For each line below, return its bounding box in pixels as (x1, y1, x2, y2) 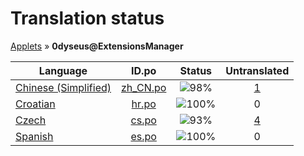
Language (38, 63, 88, 77)
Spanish (15, 129, 54, 143)
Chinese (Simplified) (15, 80, 112, 94)
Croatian (15, 97, 56, 111)
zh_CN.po (121, 80, 167, 94)
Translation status (10, 7, 165, 30)
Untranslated (225, 63, 290, 77)
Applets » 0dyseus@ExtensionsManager (10, 40, 184, 52)
